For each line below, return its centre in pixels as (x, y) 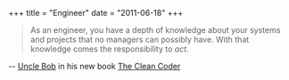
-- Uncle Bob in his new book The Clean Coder (95, 66)
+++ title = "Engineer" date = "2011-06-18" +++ (96, 13)
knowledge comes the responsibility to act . (109, 49)
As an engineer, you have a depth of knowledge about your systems (155, 30)
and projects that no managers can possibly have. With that (140, 40)
